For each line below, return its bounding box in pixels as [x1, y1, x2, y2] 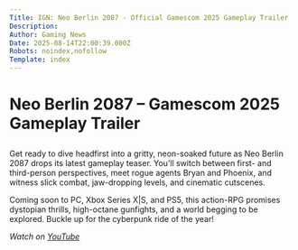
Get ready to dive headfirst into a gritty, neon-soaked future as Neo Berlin [9, 148, 284, 159]
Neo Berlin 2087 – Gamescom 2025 [9, 94, 280, 115]
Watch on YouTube [9, 231, 80, 242]
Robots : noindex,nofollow [9, 47, 107, 56]
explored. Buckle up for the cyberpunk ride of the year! [9, 214, 214, 225]
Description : [9, 22, 59, 31]
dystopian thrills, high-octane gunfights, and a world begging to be [9, 204, 259, 215]
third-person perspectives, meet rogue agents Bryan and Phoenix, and [9, 168, 273, 179]
